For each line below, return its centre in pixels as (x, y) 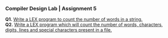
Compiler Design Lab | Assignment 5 (51, 8)
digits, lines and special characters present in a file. (59, 30)
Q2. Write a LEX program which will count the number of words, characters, (84, 24)
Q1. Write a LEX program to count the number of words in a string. (74, 19)
